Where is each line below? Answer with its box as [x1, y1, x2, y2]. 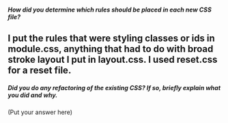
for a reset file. [8, 64, 72, 76]
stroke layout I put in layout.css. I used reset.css [8, 53, 218, 65]
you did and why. [8, 91, 58, 99]
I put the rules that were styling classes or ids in [8, 32, 216, 44]
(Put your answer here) [8, 108, 73, 116]
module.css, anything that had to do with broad [8, 43, 214, 55]
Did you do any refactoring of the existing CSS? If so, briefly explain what [8, 83, 221, 92]
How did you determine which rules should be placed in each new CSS [8, 5, 212, 14]
